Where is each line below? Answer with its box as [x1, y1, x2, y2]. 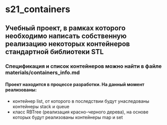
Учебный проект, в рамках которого [5, 24, 126, 32]
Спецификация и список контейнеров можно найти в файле [5, 62, 162, 69]
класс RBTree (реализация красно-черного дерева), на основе [12, 109, 149, 115]
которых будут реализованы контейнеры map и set [12, 114, 123, 120]
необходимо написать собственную [5, 31, 127, 40]
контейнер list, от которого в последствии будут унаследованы [12, 98, 150, 104]
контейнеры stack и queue [12, 103, 70, 109]
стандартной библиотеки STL [5, 47, 104, 56]
